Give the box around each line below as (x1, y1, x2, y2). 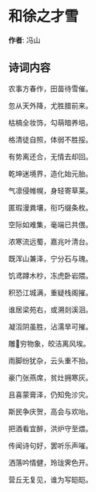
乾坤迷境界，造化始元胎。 (8, 169, 93, 178)
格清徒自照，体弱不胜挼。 (8, 134, 93, 144)
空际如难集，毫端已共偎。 (8, 219, 93, 229)
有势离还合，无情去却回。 (8, 151, 93, 161)
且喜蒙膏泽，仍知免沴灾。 (8, 390, 93, 399)
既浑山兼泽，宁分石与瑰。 (8, 254, 93, 263)
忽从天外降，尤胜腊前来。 (8, 101, 93, 110)
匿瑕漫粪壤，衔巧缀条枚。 (8, 202, 93, 212)
